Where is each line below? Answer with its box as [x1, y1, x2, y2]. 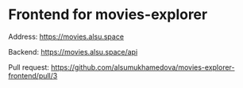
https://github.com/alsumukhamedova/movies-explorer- [51, 62, 235, 72]
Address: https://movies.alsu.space [8, 32, 125, 41]
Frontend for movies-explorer [8, 6, 208, 24]
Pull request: [8, 62, 50, 72]
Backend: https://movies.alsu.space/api [8, 47, 138, 56]
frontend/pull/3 [8, 71, 58, 80]
